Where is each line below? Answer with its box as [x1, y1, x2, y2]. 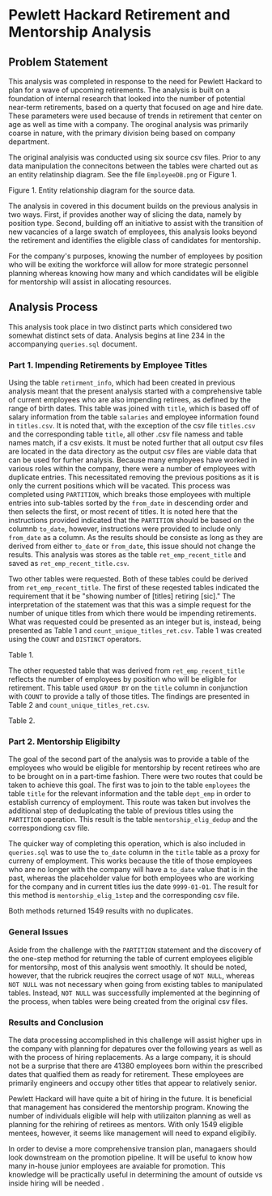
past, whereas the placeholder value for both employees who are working [8, 873, 255, 883]
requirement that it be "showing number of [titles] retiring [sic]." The [8, 591, 236, 601]
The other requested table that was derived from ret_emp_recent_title [8, 666, 245, 675]
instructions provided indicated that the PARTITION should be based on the [8, 516, 255, 526]
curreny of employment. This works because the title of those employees [8, 856, 253, 866]
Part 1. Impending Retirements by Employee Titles [8, 359, 208, 370]
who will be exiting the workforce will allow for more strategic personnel [8, 260, 249, 269]
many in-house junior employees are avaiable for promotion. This [8, 1161, 226, 1171]
